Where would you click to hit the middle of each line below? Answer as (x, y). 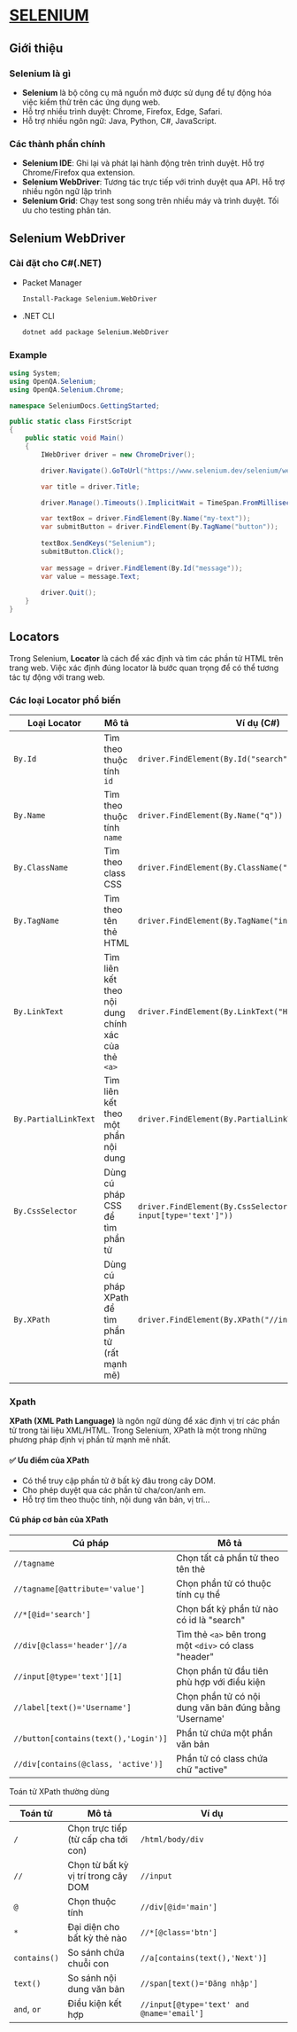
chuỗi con (88, 1963)
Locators (34, 637)
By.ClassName (41, 868)
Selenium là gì (40, 74)
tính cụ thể (198, 1594)
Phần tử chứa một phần (225, 1732)
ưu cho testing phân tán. (66, 210)
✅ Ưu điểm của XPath (49, 1460)
